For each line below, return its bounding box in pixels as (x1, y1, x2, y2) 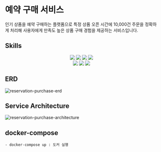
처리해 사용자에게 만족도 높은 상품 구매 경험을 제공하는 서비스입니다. (10, 27, 138, 33)
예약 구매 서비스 (5, 4, 64, 15)
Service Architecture (5, 102, 69, 110)
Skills (5, 42, 22, 50)
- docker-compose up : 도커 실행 (5, 142, 69, 148)
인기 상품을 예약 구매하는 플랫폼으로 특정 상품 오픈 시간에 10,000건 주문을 (5, 21, 144, 27)
